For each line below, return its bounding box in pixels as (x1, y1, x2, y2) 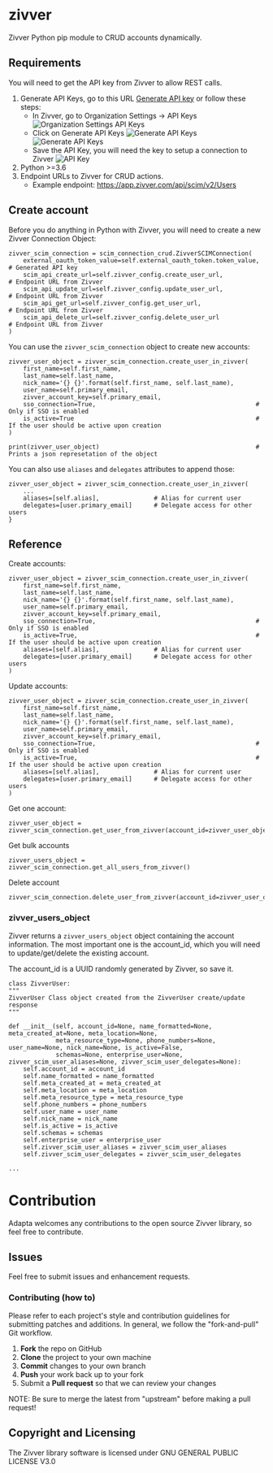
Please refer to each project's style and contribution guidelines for (8, 1311, 230, 1320)
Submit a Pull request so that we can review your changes (19, 1378, 217, 1388)
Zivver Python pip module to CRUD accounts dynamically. (8, 32, 202, 42)
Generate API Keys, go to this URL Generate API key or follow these (19, 93, 246, 103)
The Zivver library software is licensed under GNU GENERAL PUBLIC (8, 1448, 239, 1458)
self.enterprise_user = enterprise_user (23, 1136, 162, 1144)
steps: (19, 102, 41, 111)
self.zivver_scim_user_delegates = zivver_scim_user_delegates (23, 1150, 242, 1159)
